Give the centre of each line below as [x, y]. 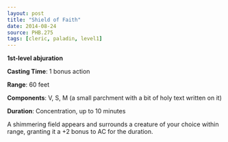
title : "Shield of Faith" [44, 20]
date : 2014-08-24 [32, 26]
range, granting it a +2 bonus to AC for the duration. [80, 132]
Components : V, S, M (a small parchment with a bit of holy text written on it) [115, 98]
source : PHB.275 [30, 32]
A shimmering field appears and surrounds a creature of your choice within [113, 124]
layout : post [26, 13]
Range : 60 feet [28, 85]
